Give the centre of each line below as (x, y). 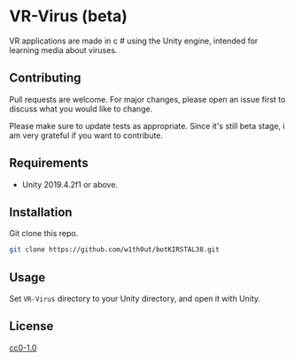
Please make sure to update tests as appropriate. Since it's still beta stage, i (147, 126)
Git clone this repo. (44, 234)
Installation (41, 212)
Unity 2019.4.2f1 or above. (70, 184)
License (31, 326)
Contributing (45, 78)
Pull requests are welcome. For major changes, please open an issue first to (147, 99)
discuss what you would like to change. (81, 109)
